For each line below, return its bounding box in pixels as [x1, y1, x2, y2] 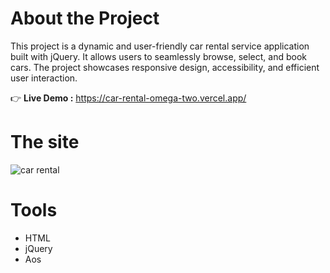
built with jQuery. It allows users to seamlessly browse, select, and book [10, 50, 307, 62]
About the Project [10, 7, 160, 30]
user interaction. [10, 72, 78, 84]
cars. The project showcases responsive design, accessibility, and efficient [10, 61, 320, 73]
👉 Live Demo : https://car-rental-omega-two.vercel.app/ [10, 92, 247, 104]
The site [10, 131, 80, 154]
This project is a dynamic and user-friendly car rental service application [10, 40, 310, 52]
